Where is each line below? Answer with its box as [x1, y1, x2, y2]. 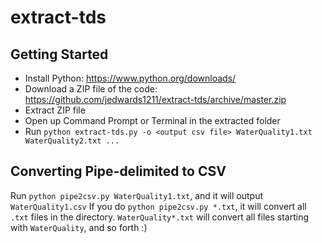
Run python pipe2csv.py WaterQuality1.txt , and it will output [10, 189, 263, 201]
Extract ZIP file [24, 104, 86, 116]
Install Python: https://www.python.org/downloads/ [24, 72, 237, 84]
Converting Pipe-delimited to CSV [10, 163, 227, 180]
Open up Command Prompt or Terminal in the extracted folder [24, 115, 281, 126]
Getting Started [10, 46, 109, 63]
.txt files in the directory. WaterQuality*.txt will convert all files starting [10, 211, 309, 223]
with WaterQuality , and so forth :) [10, 221, 148, 233]
